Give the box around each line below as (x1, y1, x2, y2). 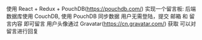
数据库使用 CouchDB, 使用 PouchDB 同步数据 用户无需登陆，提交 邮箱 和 (6, 13, 189, 20)
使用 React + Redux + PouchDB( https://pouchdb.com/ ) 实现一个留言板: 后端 (6, 5, 197, 12)
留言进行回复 (6, 27, 38, 35)
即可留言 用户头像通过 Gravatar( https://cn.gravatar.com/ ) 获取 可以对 (23, 20, 197, 27)
